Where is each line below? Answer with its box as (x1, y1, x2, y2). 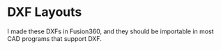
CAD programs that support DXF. (7, 34, 102, 42)
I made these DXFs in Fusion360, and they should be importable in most (7, 27, 214, 35)
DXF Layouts (7, 4, 82, 20)
